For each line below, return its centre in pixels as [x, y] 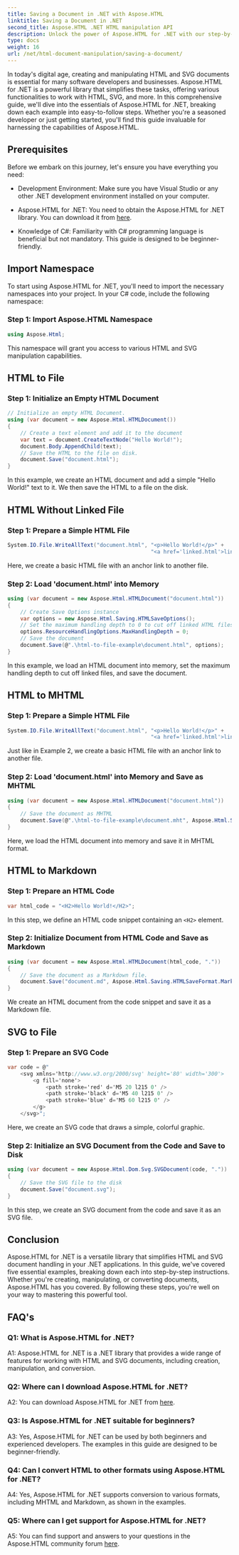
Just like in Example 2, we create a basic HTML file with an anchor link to [115, 751]
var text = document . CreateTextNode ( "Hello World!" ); [101, 440]
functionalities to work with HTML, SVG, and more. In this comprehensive [115, 96]
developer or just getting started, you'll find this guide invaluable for [107, 119]
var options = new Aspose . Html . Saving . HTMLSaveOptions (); [108, 618]
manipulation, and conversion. [52, 1369]
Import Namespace [51, 269]
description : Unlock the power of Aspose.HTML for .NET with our [106, 34]
